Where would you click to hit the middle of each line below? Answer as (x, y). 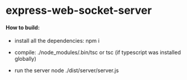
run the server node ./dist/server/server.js (67, 70)
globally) (25, 59)
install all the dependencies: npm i (57, 41)
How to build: (23, 27)
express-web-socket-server (79, 11)
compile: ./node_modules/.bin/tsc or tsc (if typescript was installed (97, 52)
